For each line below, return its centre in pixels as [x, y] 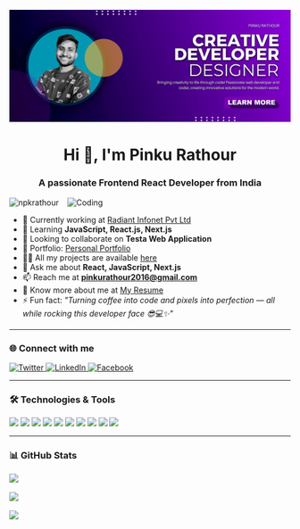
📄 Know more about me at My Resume [92, 290]
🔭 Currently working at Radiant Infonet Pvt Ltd [107, 219]
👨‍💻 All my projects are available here [90, 257]
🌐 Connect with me [52, 348]
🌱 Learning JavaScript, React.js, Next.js [97, 229]
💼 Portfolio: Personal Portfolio [76, 248]
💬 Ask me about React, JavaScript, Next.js [101, 267]
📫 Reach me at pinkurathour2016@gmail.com [110, 277]
